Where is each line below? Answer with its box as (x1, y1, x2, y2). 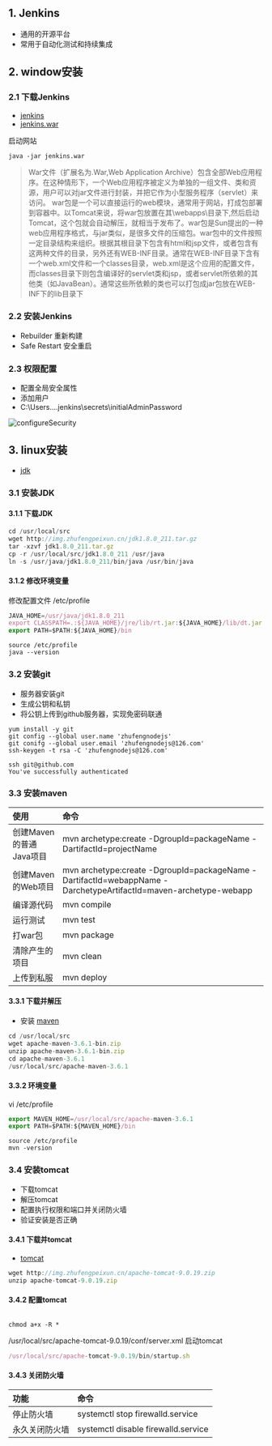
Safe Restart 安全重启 (19, 340, 92, 351)
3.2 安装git (8, 668, 51, 680)
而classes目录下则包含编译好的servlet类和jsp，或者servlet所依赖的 (28, 268, 251, 278)
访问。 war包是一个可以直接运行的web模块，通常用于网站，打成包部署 (28, 198, 263, 207)
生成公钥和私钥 (19, 698, 70, 708)
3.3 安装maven (8, 787, 68, 799)
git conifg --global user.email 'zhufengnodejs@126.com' (8, 739, 205, 748)
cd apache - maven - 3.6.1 (8, 1055, 85, 1063)
